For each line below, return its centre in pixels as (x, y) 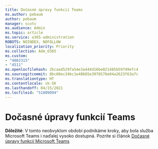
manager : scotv (21, 24)
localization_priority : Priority (40, 47)
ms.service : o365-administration (40, 38)
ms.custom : (16, 56)
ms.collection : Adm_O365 (31, 51)
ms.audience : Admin (25, 28)
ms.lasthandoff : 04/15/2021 (34, 88)
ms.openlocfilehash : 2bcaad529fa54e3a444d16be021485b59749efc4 (72, 70)
